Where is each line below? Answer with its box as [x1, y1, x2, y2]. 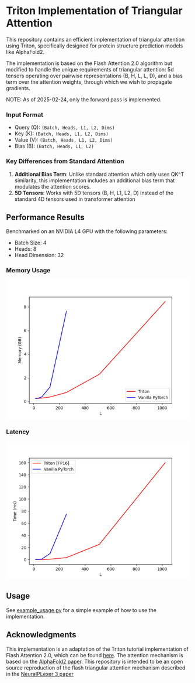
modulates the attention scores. [14, 183, 91, 190]
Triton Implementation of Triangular [6, 4, 183, 18]
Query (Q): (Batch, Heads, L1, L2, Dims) [14, 124, 115, 131]
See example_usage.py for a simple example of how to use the [6, 606, 156, 613]
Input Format [6, 110, 44, 118]
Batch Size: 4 [14, 239, 47, 247]
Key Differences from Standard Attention [6, 157, 124, 165]
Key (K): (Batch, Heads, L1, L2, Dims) [14, 130, 109, 137]
